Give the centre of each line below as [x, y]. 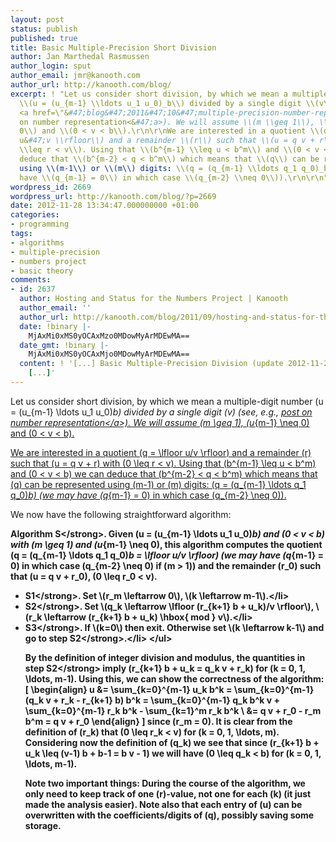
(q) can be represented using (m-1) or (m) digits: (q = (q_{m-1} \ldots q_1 [158, 484]
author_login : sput [51, 66]
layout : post [37, 19]
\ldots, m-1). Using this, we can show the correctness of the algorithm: [174, 678]
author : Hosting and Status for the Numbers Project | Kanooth [153, 299]
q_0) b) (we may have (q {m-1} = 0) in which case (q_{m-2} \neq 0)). [148, 495]
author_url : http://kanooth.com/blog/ [91, 85]
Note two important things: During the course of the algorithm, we [165, 783]
